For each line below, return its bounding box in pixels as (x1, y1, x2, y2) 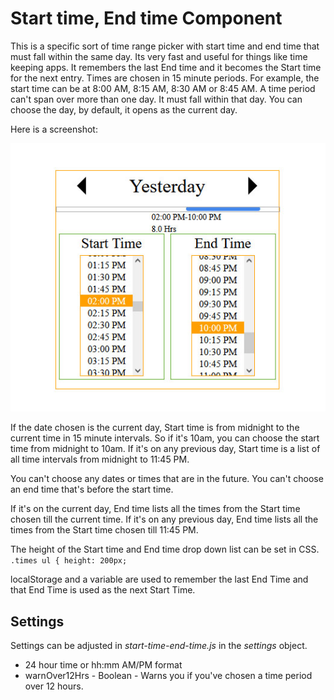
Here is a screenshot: (10, 123, 98, 135)
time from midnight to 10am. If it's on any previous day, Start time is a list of (10, 443, 321, 455)
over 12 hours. (24, 680, 84, 692)
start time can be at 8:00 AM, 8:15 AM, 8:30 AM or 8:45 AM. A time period (10, 82, 316, 94)
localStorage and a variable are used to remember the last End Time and (10, 573, 309, 586)
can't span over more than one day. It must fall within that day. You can (10, 93, 303, 105)
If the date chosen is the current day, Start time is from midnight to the (10, 422, 300, 434)
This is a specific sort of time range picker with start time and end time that (10, 40, 320, 52)
